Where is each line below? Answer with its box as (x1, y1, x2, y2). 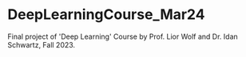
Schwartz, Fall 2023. (7, 40, 76, 49)
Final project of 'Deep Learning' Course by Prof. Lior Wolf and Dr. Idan (7, 32, 239, 41)
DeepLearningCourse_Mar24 (7, 6, 205, 24)
